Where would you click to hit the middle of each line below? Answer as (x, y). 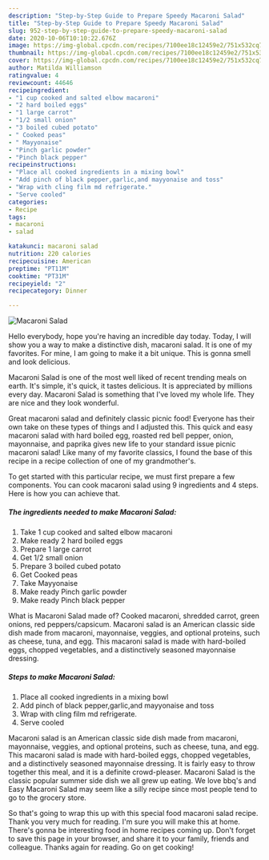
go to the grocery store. (47, 797)
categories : (28, 202)
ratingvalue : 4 (34, 75)
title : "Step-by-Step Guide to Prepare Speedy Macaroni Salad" (116, 23)
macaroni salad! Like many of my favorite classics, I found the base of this (130, 453)
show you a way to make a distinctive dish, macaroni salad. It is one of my (130, 345)
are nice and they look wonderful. (64, 403)
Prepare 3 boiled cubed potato (70, 567)
